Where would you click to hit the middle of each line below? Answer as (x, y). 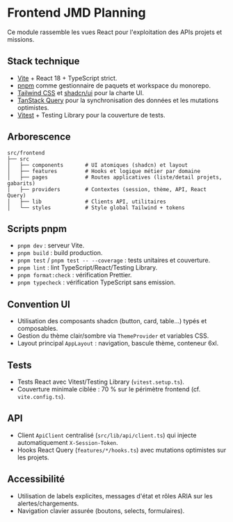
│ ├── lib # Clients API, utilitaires (87, 202)
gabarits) (22, 183)
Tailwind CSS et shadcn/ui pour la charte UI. (80, 92)
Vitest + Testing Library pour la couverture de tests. (91, 115)
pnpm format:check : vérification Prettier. (74, 275)
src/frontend (26, 153)
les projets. (33, 457)
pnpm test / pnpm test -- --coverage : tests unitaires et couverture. (114, 260)
